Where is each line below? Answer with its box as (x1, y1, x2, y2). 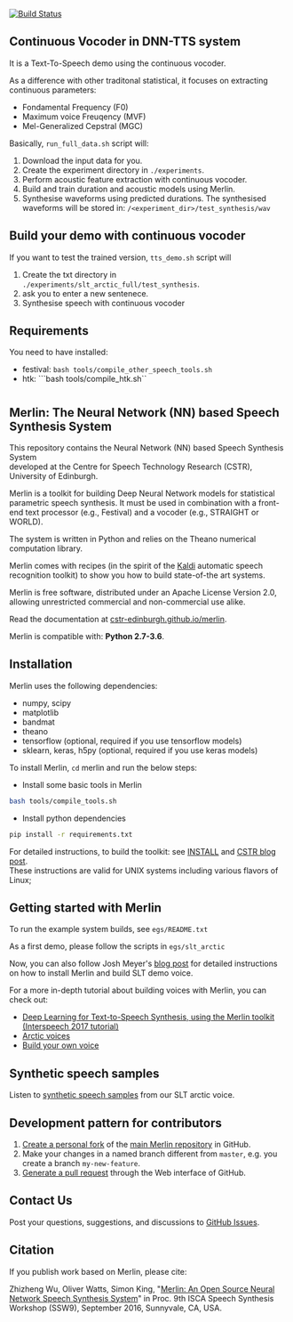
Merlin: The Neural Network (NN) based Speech (9, 405, 280, 420)
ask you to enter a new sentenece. (21, 288, 149, 298)
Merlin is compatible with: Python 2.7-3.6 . (9, 631, 165, 642)
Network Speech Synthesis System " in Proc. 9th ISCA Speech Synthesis (9, 1293, 274, 1303)
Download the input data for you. (21, 155, 143, 166)
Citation (9, 1243, 55, 1258)
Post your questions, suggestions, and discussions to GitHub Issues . (9, 1216, 260, 1228)
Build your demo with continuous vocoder (9, 228, 246, 244)
